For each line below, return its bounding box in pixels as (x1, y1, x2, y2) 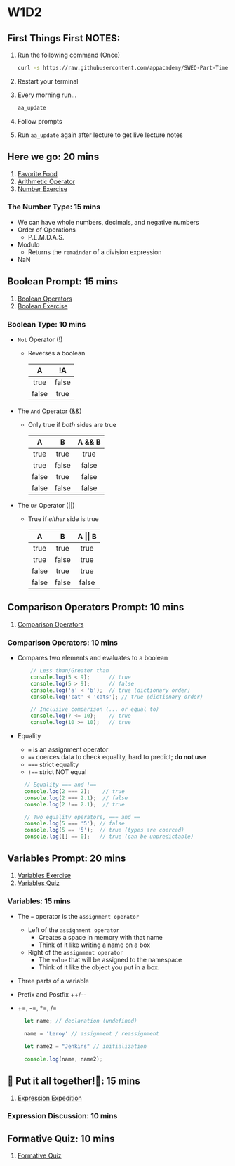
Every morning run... (17, 91, 77, 99)
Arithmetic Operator (17, 177, 76, 185)
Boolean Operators (17, 294, 72, 303)
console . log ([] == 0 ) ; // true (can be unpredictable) (24, 833, 194, 840)
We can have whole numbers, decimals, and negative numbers (17, 218, 200, 226)
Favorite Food (17, 169, 58, 178)
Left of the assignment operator (27, 926, 120, 934)
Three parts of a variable (17, 977, 89, 985)
